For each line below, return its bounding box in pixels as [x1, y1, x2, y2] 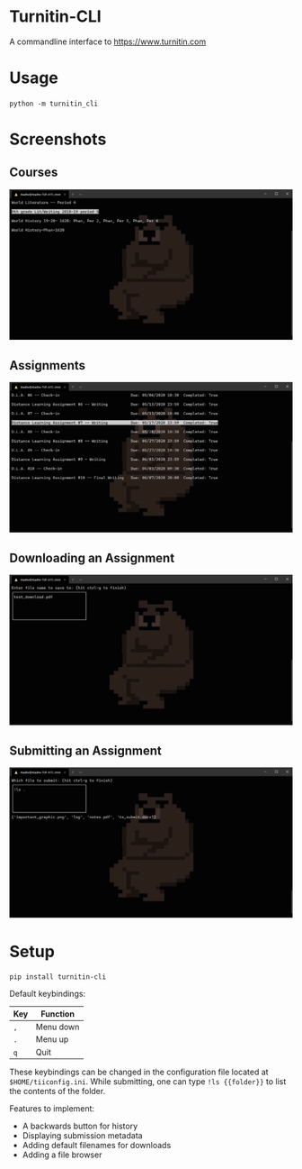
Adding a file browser [22, 1149, 102, 1160]
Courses [9, 165, 58, 180]
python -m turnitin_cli [9, 99, 99, 108]
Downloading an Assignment [9, 550, 175, 565]
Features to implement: [9, 1103, 95, 1114]
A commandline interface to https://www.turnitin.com [9, 36, 207, 47]
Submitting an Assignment [9, 743, 162, 758]
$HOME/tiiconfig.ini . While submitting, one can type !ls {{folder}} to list [9, 1076, 287, 1087]
